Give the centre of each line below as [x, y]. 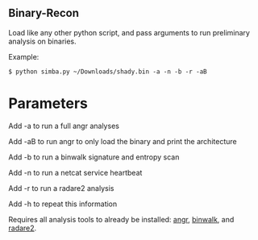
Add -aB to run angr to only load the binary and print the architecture [123, 141]
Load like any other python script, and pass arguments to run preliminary [129, 32]
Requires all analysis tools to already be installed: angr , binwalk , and [121, 219]
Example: [24, 56]
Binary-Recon [44, 13]
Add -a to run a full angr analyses [64, 126]
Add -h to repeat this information [63, 204]
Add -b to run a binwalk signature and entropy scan [94, 157]
